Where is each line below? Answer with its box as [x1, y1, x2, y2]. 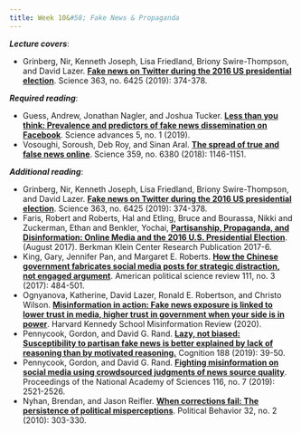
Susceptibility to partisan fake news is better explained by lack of [22, 337, 274, 349]
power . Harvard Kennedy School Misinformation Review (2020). [22, 318, 262, 329]
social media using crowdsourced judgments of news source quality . [22, 366, 287, 377]
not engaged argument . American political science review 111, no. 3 [22, 270, 276, 281]
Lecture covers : [9, 38, 70, 49]
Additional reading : [9, 166, 84, 177]
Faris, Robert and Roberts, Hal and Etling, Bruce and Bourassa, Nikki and [22, 212, 293, 223]
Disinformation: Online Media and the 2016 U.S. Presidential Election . [22, 232, 287, 243]
